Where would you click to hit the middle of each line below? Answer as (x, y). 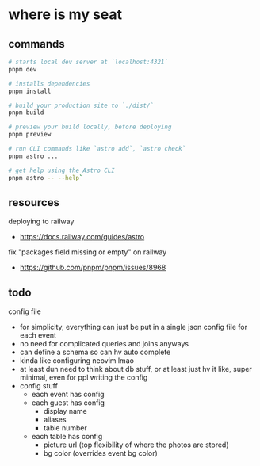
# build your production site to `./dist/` (81, 105)
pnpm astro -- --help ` (46, 178)
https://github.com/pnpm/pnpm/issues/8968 (93, 268)
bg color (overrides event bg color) (101, 453)
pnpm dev (23, 69)
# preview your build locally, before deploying (90, 127)
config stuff (38, 386)
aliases (55, 420)
